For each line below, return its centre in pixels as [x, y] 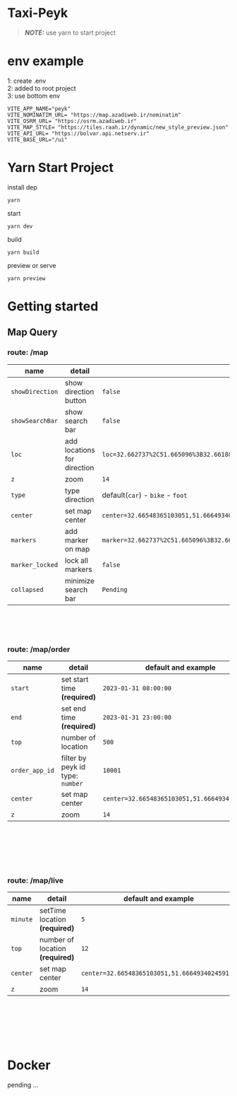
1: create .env [27, 81]
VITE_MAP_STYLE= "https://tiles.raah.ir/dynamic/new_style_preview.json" [118, 127]
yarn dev [20, 226]
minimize [80, 581]
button [75, 400]
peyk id [73, 766]
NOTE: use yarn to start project [70, 33]
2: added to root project [42, 88]
